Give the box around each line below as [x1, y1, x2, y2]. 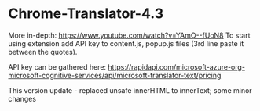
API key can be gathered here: [8, 62, 107, 71]
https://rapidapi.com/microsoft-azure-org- [108, 62, 246, 71]
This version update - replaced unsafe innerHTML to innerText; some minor [8, 85, 253, 95]
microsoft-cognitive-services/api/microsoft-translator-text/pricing [8, 70, 222, 80]
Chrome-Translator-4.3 [8, 5, 163, 23]
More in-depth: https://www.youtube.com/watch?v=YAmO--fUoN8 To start [8, 30, 251, 40]
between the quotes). [8, 47, 78, 56]
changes [8, 94, 37, 103]
